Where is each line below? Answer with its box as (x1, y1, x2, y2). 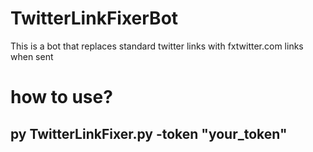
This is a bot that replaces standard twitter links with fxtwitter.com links (10, 40, 304, 52)
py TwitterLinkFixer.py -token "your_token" (10, 125, 288, 142)
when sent (10, 50, 54, 62)
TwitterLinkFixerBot (10, 7, 179, 30)
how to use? (10, 86, 113, 109)
